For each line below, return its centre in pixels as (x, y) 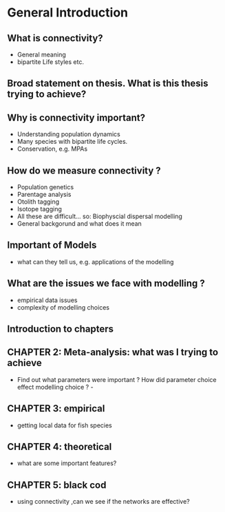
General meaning (42, 54)
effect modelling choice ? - (55, 387)
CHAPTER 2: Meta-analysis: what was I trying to (113, 352)
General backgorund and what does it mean (79, 224)
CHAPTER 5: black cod (57, 485)
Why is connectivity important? (76, 117)
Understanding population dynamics (68, 134)
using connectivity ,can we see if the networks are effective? (104, 502)
